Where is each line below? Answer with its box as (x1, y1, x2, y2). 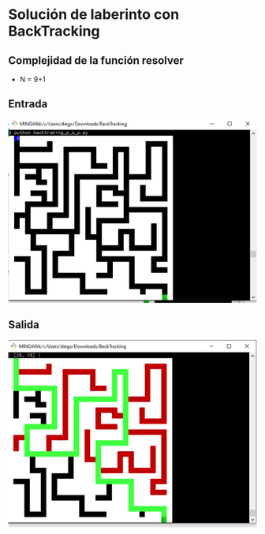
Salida (8, 318, 39, 332)
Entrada (8, 97, 48, 111)
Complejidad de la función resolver (8, 54, 184, 67)
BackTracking (8, 22, 100, 40)
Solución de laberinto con (8, 6, 180, 24)
